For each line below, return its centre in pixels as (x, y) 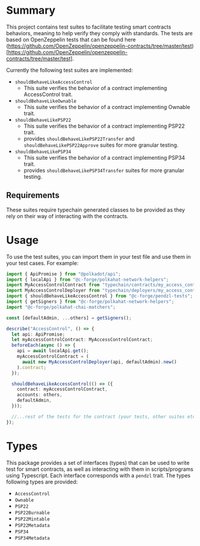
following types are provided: (42, 482)
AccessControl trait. (48, 94)
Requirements (33, 195)
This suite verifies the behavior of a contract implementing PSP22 (104, 126)
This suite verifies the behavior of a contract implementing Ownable (107, 107)
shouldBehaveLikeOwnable (46, 101)
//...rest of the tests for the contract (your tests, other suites (98, 417)
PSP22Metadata (32, 525)
